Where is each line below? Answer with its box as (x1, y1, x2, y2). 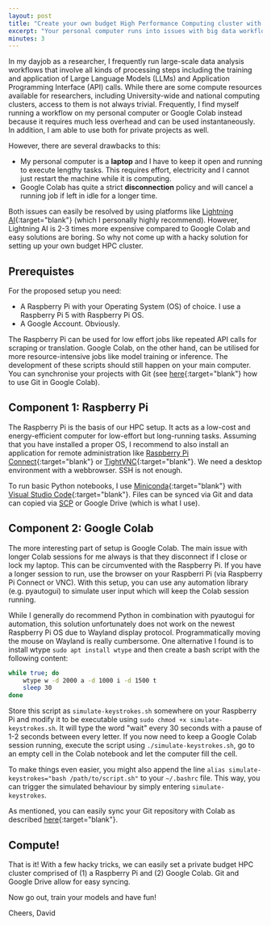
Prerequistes (8, 264, 75, 278)
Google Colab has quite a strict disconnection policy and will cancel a (19, 183, 254, 192)
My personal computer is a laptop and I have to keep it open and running (19, 157, 263, 167)
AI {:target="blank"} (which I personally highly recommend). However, (8, 215, 240, 225)
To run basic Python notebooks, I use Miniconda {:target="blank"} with (8, 480, 242, 490)
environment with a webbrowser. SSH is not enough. (8, 465, 183, 475)
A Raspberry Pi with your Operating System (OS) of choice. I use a (19, 302, 241, 311)
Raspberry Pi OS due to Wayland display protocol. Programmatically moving (8, 628, 261, 637)
